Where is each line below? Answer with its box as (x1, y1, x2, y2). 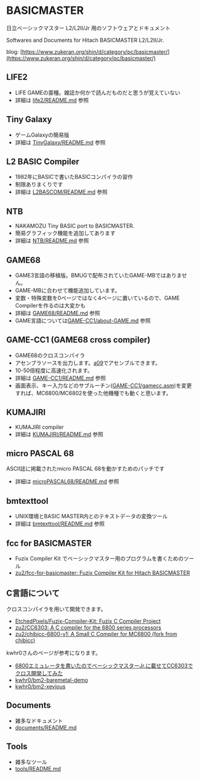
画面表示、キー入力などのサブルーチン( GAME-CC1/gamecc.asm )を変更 (15, 382, 192, 389)
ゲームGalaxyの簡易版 (15, 131, 69, 138)
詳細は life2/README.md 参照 (15, 96, 89, 103)
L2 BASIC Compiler (6, 156, 80, 167)
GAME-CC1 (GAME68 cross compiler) (6, 335, 151, 345)
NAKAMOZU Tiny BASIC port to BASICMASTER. (15, 222, 135, 230)
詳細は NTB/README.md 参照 (15, 237, 89, 245)
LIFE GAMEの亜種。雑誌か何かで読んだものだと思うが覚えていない (15, 89, 181, 96)
